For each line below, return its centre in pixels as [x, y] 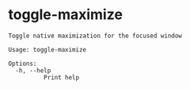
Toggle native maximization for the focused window [95, 36]
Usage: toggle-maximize [47, 49]
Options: [23, 64]
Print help [61, 77]
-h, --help [33, 70]
